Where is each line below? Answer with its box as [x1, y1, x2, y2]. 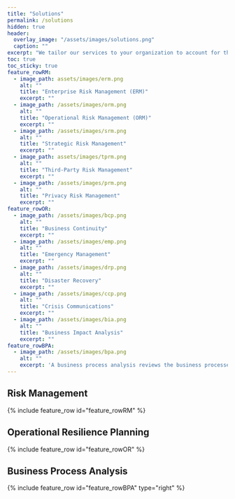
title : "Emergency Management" [20, 251, 111, 258]
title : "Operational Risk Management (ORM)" [20, 114, 152, 121]
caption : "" [13, 43, 49, 50]
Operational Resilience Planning [7, 426, 150, 438]
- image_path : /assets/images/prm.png [13, 179, 127, 186]
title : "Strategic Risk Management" [20, 141, 127, 148]
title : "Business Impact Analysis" [20, 329, 124, 336]
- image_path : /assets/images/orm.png [13, 101, 127, 108]
